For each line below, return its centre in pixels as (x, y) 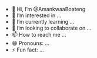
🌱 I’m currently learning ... (43, 22)
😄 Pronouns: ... (31, 43)
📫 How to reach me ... (39, 35)
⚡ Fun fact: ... (28, 50)
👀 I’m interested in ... (36, 15)
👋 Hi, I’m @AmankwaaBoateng (48, 9)
